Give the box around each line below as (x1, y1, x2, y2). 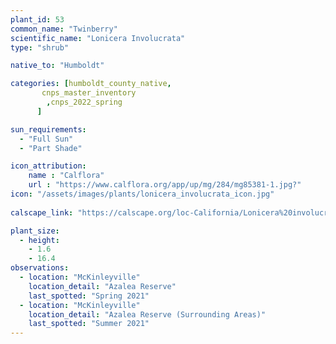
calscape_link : (10, 207, 74, 218)
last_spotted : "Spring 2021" (28, 291, 150, 301)
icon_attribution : (10, 161, 87, 171)
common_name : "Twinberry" (10, 24, 118, 34)
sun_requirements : (10, 124, 87, 135)
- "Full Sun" (19, 134, 74, 144)
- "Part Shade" (19, 143, 83, 153)
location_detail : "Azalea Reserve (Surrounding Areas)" (28, 309, 267, 320)
